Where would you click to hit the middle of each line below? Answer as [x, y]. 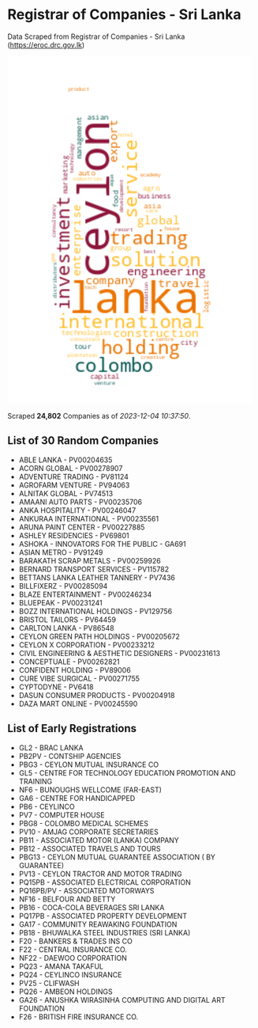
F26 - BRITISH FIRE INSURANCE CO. [79, 1017]
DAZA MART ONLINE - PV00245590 [78, 704]
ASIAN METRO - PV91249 [61, 552]
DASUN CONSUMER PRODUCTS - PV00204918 [97, 695]
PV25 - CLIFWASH [49, 983]
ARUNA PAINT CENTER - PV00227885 [82, 527]
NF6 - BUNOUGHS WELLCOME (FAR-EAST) [90, 790]
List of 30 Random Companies [83, 441]
